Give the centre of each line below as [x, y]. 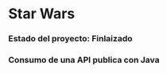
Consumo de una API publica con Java [84, 60]
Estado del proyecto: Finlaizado [70, 39]
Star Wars [42, 14]
